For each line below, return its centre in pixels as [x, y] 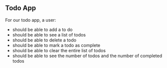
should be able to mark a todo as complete [56, 45]
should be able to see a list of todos [49, 34]
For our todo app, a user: [31, 20]
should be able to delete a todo [44, 40]
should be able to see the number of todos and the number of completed [87, 56]
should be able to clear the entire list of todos [59, 50]
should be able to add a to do [42, 30]
